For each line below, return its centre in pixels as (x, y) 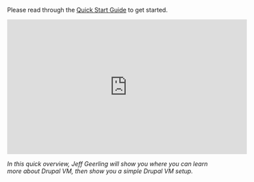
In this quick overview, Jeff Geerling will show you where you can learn (107, 164)
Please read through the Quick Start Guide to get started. (87, 10)
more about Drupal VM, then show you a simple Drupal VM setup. (100, 171)
